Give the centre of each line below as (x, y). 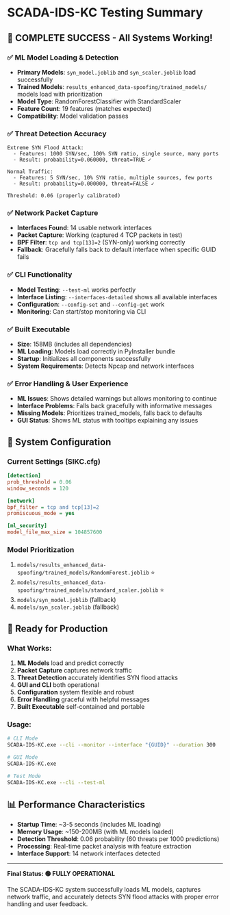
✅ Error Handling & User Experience (68, 384)
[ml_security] (27, 526)
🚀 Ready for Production (57, 628)
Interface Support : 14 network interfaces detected (89, 853)
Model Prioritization (41, 549)
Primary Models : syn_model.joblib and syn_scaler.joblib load (106, 72)
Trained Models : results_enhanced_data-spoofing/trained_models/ (112, 86)
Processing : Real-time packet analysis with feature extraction (104, 847)
